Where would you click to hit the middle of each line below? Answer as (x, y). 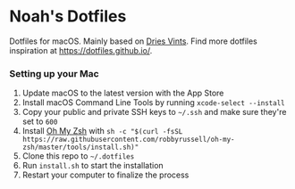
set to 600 (40, 121)
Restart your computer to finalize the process (105, 175)
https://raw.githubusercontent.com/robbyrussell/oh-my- (128, 140)
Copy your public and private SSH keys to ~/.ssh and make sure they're (154, 112)
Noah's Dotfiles (68, 16)
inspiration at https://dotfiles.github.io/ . (81, 50)
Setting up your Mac (55, 73)
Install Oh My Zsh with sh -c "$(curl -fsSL (102, 131)
